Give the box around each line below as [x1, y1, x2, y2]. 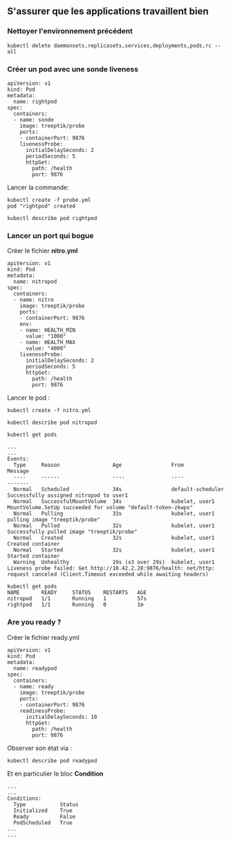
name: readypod [13, 665, 57, 672]
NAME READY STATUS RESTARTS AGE [7, 589, 147, 596]
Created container [7, 540, 60, 547]
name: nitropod [13, 278, 57, 285]
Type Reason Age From [13, 461, 185, 469]
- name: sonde [13, 116, 54, 124]
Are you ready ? [7, 618, 62, 627]
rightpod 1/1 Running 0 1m [7, 602, 144, 608]
